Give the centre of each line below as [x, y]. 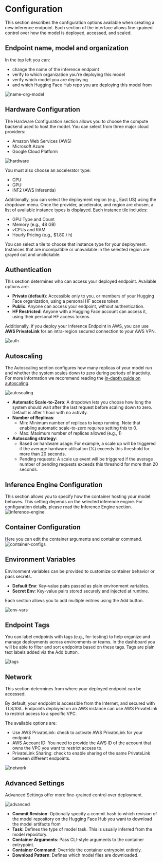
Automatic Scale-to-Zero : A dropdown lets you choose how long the [82, 402]
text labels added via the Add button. [42, 652]
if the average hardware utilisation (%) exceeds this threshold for [84, 449]
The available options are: [31, 723]
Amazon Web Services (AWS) [42, 141]
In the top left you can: [27, 60]
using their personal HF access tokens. [51, 317]
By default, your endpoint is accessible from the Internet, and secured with [80, 703]
